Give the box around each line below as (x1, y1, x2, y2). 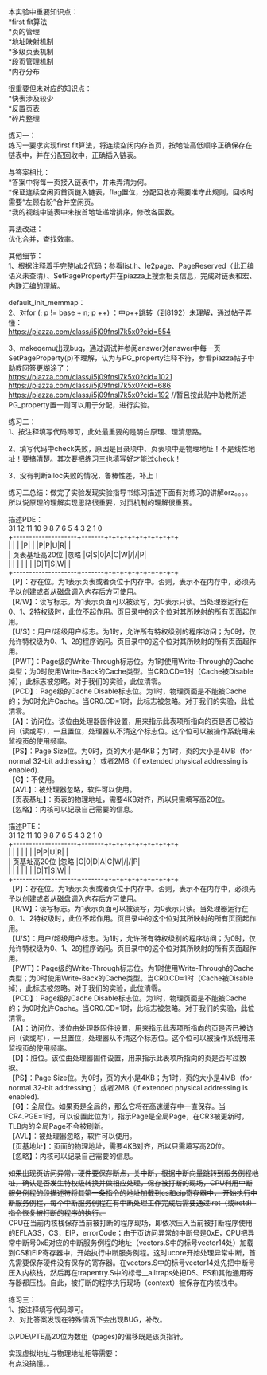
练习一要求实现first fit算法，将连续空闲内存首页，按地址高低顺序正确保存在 (8, 140, 253, 150)
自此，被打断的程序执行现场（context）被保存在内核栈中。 (49, 1278, 242, 1287)
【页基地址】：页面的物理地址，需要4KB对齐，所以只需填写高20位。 (8, 1141, 229, 1150)
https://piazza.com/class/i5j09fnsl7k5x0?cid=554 (8, 327, 171, 336)
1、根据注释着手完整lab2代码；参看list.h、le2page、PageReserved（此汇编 (8, 261, 254, 270)
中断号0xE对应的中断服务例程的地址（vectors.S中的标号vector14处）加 (14, 1238, 247, 1247)
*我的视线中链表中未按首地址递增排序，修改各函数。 (8, 207, 180, 217)
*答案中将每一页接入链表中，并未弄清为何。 (8, 178, 152, 187)
